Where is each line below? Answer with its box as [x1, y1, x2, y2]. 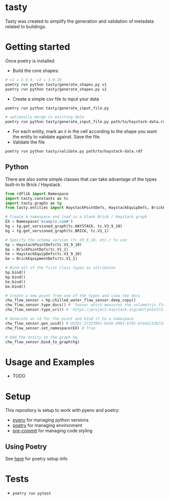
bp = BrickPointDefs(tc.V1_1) [5, 247, 69, 252]
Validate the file [12, 139, 45, 145]
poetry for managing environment [12, 422, 82, 428]
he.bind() [5, 279, 26, 284]
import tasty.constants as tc [5, 196, 69, 201]
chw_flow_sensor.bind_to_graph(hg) [5, 339, 80, 344]
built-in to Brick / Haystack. [5, 181, 62, 187]
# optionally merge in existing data [5, 115, 84, 120]
